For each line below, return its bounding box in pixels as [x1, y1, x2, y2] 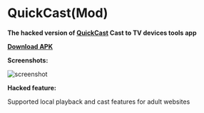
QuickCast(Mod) [7, 5, 108, 21]
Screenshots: [7, 55, 49, 65]
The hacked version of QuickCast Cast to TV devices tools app [7, 28, 198, 37]
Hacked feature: [7, 83, 57, 92]
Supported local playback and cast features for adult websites [7, 97, 190, 106]
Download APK [7, 42, 53, 50]
